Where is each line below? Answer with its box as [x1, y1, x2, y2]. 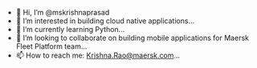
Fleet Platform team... [15, 42, 88, 51]
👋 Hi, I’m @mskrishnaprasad [15, 8, 110, 17]
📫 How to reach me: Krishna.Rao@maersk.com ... [15, 50, 181, 60]
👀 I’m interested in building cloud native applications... [15, 16, 195, 26]
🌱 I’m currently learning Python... [15, 25, 125, 34]
